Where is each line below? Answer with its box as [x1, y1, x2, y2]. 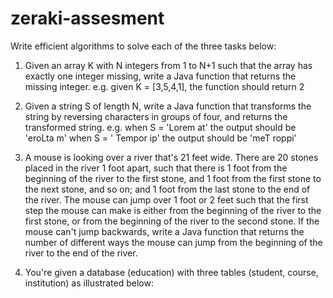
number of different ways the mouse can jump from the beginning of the [24, 236, 323, 248]
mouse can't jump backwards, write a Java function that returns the [24, 225, 305, 237]
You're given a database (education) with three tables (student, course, [24, 266, 319, 278]
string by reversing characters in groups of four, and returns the [24, 110, 288, 122]
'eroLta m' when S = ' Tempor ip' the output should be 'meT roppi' [24, 132, 297, 144]
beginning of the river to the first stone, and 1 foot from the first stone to [24, 172, 322, 184]
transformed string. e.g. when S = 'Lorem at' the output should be [24, 121, 297, 133]
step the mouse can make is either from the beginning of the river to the [24, 204, 322, 216]
